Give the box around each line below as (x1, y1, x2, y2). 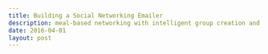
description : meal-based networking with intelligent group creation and (8, 19, 261, 27)
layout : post (8, 33, 52, 42)
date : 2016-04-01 (8, 26, 67, 34)
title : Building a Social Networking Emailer (8, 11, 163, 20)
